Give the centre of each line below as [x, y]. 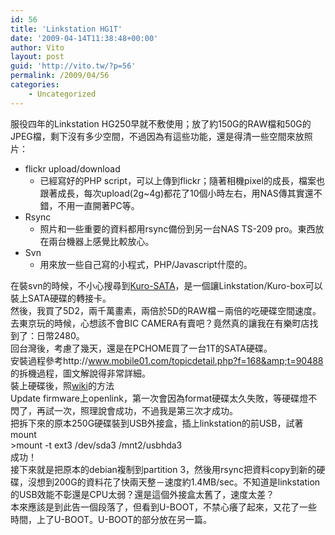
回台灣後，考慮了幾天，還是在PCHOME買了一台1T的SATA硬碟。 [141, 348]
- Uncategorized [62, 94]
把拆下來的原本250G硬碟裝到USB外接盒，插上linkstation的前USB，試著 [157, 423]
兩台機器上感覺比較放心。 [101, 241]
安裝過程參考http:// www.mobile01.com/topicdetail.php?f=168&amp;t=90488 [167, 360]
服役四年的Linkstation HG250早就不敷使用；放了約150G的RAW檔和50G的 [161, 123]
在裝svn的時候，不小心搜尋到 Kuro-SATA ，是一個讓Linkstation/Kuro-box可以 [166, 285]
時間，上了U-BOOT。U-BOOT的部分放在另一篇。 [111, 519]
